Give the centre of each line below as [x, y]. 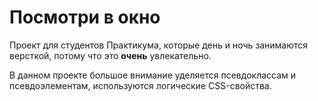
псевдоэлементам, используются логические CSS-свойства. [140, 85]
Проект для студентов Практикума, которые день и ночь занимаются [159, 45]
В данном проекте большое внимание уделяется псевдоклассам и [153, 75]
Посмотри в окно [85, 17]
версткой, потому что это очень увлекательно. [110, 55]
